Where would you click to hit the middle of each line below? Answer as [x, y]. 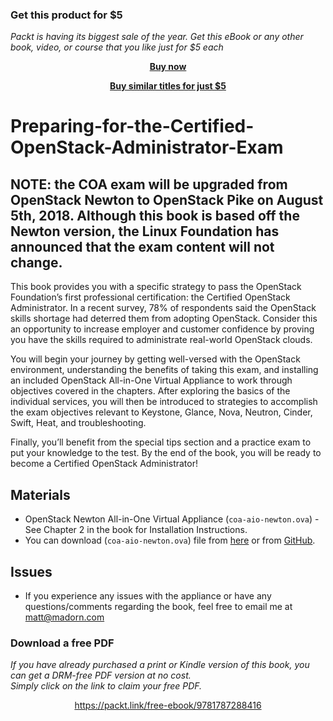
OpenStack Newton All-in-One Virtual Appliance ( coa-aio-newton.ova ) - [172, 519]
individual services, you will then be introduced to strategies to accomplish [164, 402]
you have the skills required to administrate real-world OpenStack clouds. [161, 340]
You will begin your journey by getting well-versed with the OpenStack [155, 359]
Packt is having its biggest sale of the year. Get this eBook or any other [157, 37]
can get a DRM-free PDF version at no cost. [101, 675]
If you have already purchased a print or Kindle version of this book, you [160, 665]
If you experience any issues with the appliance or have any [148, 595]
